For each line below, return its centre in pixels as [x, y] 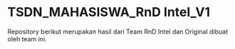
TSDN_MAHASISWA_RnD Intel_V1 [109, 12]
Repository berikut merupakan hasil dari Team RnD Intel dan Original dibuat [118, 31]
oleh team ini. [27, 38]
